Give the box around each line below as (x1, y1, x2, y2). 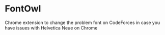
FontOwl (5, 3, 41, 14)
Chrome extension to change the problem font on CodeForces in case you (5, 19, 160, 25)
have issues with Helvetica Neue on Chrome (5, 24, 98, 30)
